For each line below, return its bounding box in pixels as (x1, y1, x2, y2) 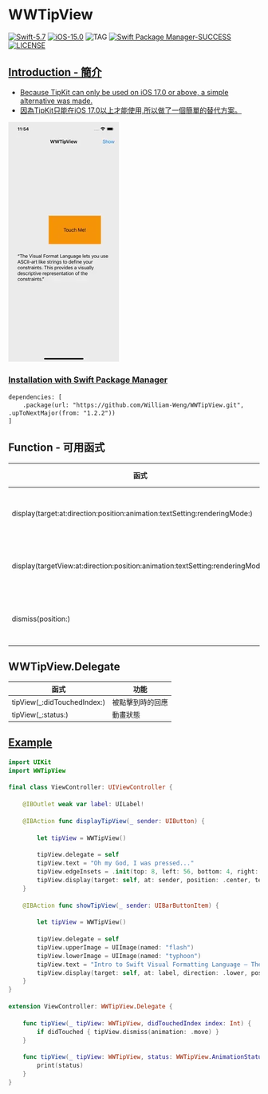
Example (8, 736, 53, 750)
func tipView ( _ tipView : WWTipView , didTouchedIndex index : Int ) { (22, 1019, 252, 1028)
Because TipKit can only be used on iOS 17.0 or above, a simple (19, 87, 229, 97)
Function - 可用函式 (8, 441, 105, 455)
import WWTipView (8, 766, 66, 774)
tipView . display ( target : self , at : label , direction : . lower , (37, 969, 248, 977)
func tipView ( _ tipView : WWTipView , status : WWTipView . (22, 1053, 213, 1061)
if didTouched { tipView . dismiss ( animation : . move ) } (37, 1028, 219, 1036)
